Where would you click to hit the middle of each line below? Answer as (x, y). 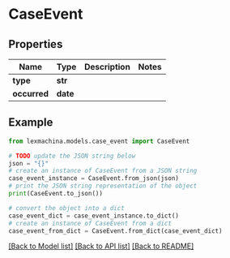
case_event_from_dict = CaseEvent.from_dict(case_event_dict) (115, 231)
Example (31, 123)
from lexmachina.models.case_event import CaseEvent (99, 141)
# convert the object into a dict (67, 208)
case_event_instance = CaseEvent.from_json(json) (94, 178)
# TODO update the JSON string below (72, 156)
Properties (36, 44)
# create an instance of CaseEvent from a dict (90, 223)
